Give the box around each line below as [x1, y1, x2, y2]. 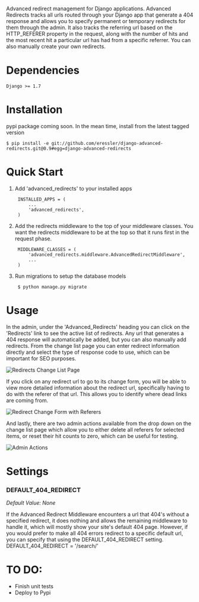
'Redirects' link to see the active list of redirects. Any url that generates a [6, 329, 184, 337]
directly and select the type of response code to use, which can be [6, 348, 170, 356]
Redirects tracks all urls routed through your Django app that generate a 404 [6, 11, 194, 18]
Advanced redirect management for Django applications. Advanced [6, 5, 171, 12]
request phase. [14, 235, 52, 242]
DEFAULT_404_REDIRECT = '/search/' [6, 543, 99, 550]
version [6, 129, 25, 136]
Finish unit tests [14, 583, 54, 590]
